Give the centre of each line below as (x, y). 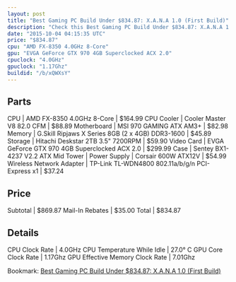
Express (19, 171)
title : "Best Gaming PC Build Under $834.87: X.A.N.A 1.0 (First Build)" (118, 20)
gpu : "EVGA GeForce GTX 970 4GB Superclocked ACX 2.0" (90, 54)
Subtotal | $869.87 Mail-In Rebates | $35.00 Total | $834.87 (94, 211)
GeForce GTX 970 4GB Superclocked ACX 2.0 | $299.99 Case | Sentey (111, 148)
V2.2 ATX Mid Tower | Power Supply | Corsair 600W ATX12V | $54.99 (125, 156)
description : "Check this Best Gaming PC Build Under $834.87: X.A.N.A (115, 27)
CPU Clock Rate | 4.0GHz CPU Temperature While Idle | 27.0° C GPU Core (115, 249)
